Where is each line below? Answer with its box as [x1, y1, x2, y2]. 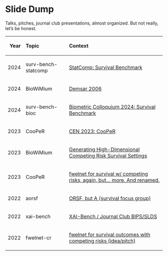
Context [69, 42, 89, 49]
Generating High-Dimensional [69, 146, 140, 153]
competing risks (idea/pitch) [69, 237, 136, 244]
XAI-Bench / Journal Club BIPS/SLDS [69, 213, 157, 220]
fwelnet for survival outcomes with [69, 231, 150, 238]
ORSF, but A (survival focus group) [69, 194, 151, 201]
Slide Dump [5, 4, 54, 15]
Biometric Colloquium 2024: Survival [69, 103, 156, 110]
